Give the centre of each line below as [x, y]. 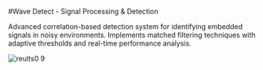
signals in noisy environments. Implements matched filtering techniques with [132, 35]
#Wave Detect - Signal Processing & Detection [83, 11]
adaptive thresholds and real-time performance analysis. [100, 43]
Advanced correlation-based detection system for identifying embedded [126, 26]
